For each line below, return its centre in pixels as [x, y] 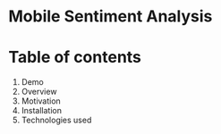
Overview [39, 92]
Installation [42, 111]
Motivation [41, 101]
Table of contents [75, 58]
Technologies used [56, 120]
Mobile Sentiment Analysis [110, 17]
